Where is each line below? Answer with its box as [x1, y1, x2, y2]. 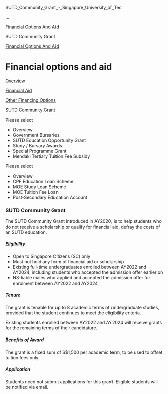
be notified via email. [5, 384, 49, 390]
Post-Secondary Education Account [12, 194, 87, 200]
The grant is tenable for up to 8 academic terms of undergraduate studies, [5, 305, 160, 311]
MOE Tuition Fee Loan [12, 189, 59, 195]
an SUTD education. [5, 229, 47, 235]
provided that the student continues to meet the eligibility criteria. [5, 310, 141, 316]
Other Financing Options [5, 97, 57, 103]
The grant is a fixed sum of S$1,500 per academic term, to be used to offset [5, 349, 163, 355]
